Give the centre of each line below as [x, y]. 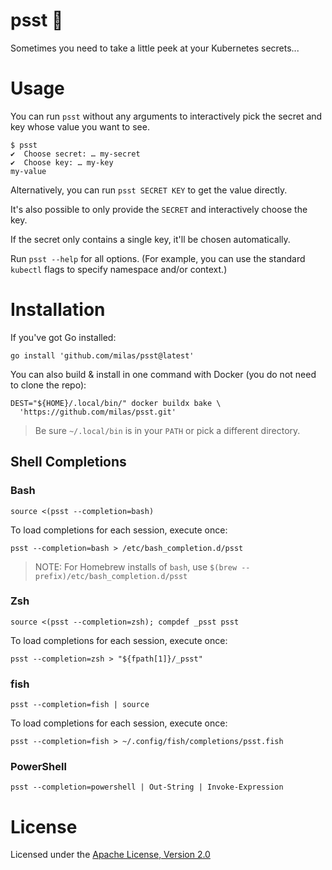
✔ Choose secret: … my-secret [75, 154]
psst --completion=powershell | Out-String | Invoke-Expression [147, 787]
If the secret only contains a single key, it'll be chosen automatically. [150, 239]
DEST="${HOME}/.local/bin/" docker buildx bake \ [116, 403]
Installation [58, 310]
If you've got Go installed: [63, 337]
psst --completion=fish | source [80, 705]
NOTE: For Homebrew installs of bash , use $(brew [136, 566]
